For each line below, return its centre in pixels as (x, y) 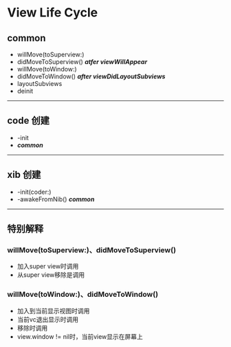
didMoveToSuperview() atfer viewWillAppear (82, 62)
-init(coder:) (34, 192)
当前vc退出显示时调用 (48, 319)
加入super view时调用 (48, 267)
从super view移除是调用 (51, 275)
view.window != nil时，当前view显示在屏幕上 (80, 336)
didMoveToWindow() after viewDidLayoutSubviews (91, 76)
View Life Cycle (53, 13)
